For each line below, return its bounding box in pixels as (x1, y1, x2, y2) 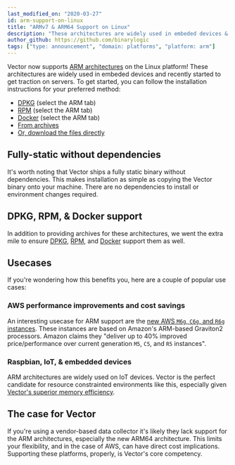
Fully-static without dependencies (7, 149, 162, 161)
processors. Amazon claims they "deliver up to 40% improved (7, 332, 188, 340)
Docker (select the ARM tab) (17, 113, 101, 122)
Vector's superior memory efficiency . (7, 388, 115, 397)
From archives (17, 121, 59, 129)
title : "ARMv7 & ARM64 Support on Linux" (7, 23, 131, 30)
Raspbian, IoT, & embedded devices (7, 356, 132, 366)
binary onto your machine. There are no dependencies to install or (7, 182, 199, 191)
